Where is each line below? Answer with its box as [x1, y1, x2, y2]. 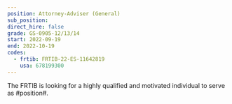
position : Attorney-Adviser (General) [7, 10, 121, 17]
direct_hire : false [7, 23, 64, 30]
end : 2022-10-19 [7, 43, 55, 50]
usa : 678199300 [20, 62, 64, 69]
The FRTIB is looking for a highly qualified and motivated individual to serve [7, 81, 226, 89]
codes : [7, 50, 27, 57]
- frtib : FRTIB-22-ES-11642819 [13, 56, 105, 63]
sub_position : [7, 17, 49, 24]
